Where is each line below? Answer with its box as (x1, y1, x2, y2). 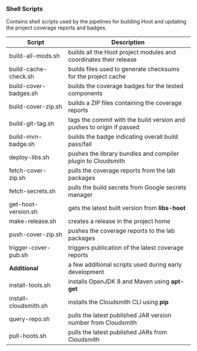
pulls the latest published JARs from (68, 328, 167, 336)
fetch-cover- (9, 166, 47, 175)
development (68, 268, 104, 276)
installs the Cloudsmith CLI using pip (68, 298, 169, 306)
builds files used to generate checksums (68, 65, 180, 73)
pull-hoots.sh (9, 332, 47, 340)
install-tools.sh (9, 281, 51, 289)
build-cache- (9, 65, 47, 73)
